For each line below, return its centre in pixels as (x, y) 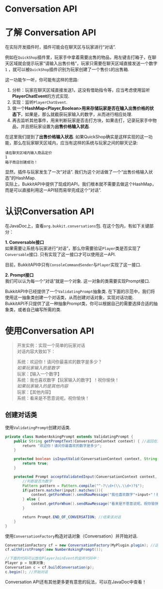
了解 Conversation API (50, 33)
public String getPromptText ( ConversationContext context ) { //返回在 (86, 441)
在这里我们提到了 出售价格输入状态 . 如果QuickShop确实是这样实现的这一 (77, 137)
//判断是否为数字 (37, 481)
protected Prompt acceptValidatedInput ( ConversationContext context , (86, 476)
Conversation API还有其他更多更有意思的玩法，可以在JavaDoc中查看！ (76, 582)
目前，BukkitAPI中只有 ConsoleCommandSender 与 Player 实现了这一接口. (73, 265)
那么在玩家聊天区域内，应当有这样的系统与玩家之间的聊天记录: (76, 143)
